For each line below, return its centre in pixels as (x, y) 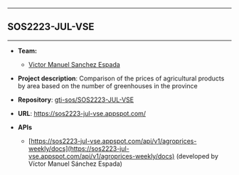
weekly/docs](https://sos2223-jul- (79, 148)
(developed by (197, 156)
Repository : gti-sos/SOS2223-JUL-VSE (75, 100)
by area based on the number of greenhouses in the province (107, 85)
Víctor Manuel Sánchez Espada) (75, 164)
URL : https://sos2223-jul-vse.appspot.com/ (82, 113)
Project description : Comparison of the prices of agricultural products (121, 78)
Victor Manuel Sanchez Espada (74, 64)
